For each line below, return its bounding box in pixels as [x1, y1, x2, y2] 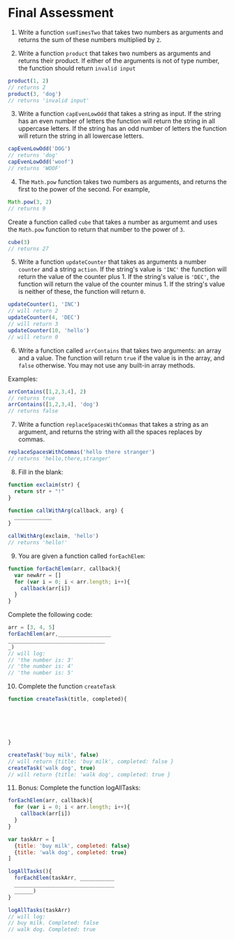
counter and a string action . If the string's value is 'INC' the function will [17, 265, 227, 273]
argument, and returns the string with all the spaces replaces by [17, 428, 203, 436]
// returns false [8, 408, 59, 415]
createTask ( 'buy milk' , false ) [8, 751, 99, 758]
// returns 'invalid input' [8, 97, 90, 104]
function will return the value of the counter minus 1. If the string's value [17, 280, 226, 288]
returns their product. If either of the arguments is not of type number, [17, 56, 220, 64]
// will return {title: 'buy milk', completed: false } [8, 757, 174, 765]
